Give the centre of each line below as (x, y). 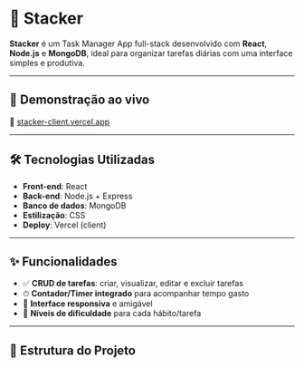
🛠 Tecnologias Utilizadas (82, 160)
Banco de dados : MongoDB (74, 205)
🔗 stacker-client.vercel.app (60, 121)
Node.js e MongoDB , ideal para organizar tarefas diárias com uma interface (151, 53)
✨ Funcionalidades (63, 261)
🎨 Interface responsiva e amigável (87, 304)
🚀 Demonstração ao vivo (80, 100)
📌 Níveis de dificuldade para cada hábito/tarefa (112, 314)
